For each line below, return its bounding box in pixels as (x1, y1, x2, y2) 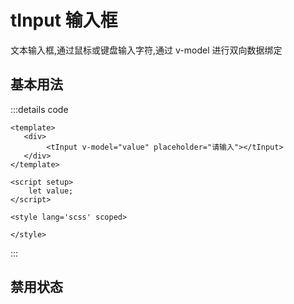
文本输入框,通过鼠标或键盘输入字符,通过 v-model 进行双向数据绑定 (10, 44, 283, 56)
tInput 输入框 (10, 9, 118, 32)
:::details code (10, 103, 69, 115)
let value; (28, 186, 74, 196)
